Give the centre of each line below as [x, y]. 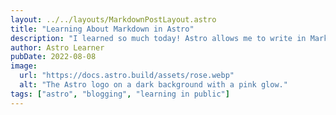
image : [24, 66]
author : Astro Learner [57, 47]
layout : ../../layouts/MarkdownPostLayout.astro [113, 19]
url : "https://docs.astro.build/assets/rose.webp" [127, 76]
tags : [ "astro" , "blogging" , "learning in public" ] [120, 94]
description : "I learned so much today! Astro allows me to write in [158, 38]
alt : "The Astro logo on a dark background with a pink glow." [153, 85]
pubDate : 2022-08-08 [53, 57]
